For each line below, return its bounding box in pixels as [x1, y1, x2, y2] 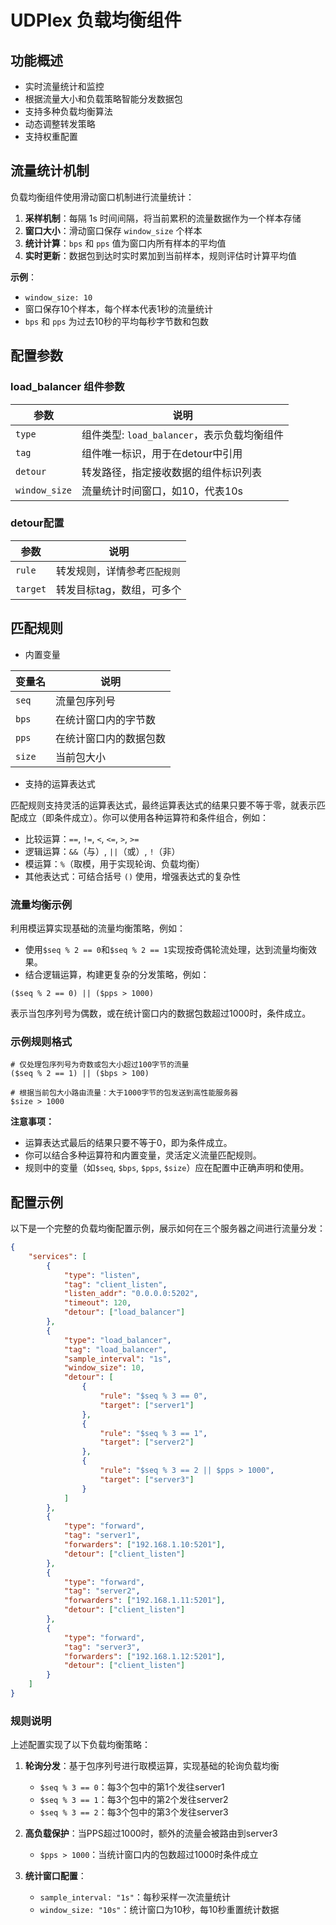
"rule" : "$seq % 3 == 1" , [99, 1428, 208, 1438]
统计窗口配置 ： [24, 1870, 87, 1882]
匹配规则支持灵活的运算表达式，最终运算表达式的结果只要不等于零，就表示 [10, 799, 317, 811]
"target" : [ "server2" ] [99, 1437, 195, 1448]
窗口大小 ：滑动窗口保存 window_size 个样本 [24, 224, 203, 236]
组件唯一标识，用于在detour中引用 [81, 446, 243, 460]
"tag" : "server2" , [63, 1586, 141, 1596]
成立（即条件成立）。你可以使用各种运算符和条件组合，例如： [18, 811, 269, 823]
